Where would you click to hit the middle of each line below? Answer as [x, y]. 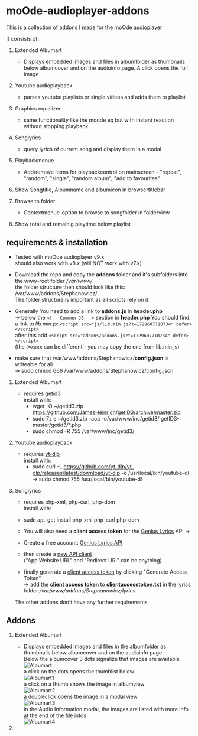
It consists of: [23, 38]
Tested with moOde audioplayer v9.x [59, 257]
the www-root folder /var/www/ [53, 281]
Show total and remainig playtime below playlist [73, 224]
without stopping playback [56, 126]
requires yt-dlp [42, 454]
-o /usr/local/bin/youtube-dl [155, 473]
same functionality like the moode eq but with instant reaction [99, 120]
